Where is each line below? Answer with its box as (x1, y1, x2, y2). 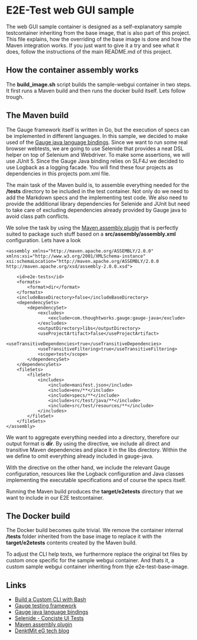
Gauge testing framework (14, 602, 77, 609)
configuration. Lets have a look (6, 236, 81, 243)
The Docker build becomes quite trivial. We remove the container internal (6, 527, 183, 534)
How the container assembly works (6, 65, 139, 75)
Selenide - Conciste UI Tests (14, 615, 84, 622)
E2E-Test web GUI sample (6, 4, 135, 17)
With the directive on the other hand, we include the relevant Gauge (6, 464, 171, 471)
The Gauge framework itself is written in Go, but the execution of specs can (6, 126, 190, 133)
